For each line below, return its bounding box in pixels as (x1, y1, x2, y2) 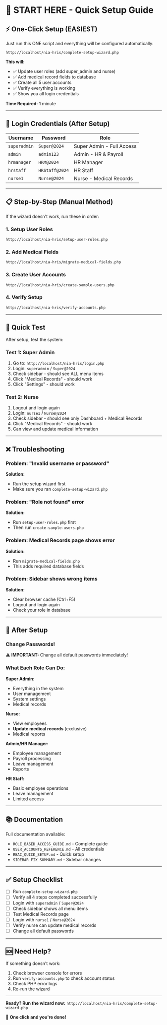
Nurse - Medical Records (74, 175, 133, 182)
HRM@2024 (38, 159, 59, 165)
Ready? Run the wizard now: (5, 1000, 66, 1006)
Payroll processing (12, 755, 51, 761)
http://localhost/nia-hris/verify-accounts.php (5, 305, 106, 310)
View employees (12, 720, 47, 726)
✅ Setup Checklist (5, 875, 63, 884)
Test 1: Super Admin (5, 349, 55, 356)
